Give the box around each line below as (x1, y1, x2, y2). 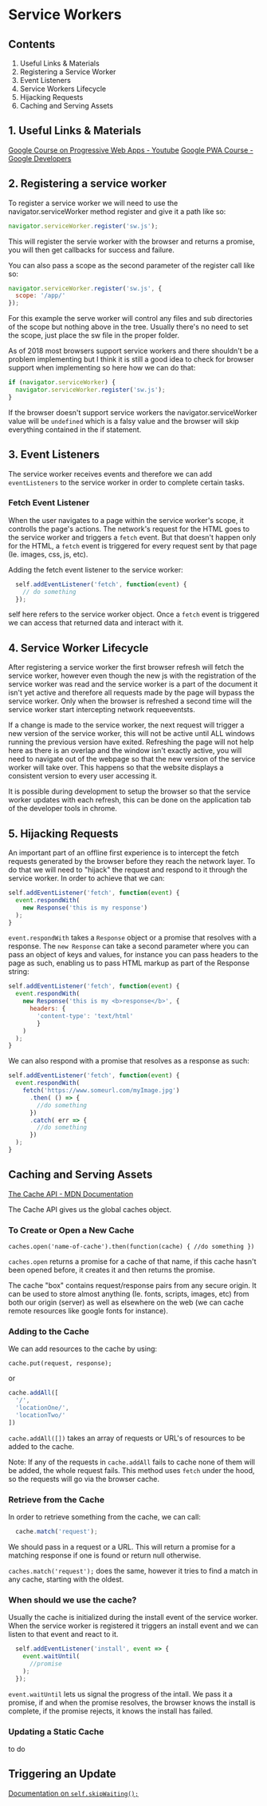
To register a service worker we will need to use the (8, 198, 179, 208)
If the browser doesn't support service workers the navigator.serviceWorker (8, 407, 257, 417)
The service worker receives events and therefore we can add (8, 469, 213, 478)
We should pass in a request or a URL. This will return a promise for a (8, 1542, 236, 1551)
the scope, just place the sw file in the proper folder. (8, 331, 179, 340)
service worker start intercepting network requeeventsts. (8, 705, 195, 715)
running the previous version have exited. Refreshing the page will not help (8, 737, 254, 747)
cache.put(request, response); (8, 1360, 112, 1368)
